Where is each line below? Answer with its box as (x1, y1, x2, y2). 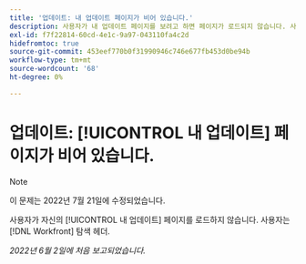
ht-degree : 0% (9, 73, 64, 82)
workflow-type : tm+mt (9, 56, 92, 65)
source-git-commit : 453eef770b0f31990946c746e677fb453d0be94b (9, 47, 250, 56)
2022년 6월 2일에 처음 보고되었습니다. (9, 245, 146, 256)
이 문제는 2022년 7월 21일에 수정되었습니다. (9, 195, 166, 206)
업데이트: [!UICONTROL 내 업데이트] (9, 122, 271, 143)
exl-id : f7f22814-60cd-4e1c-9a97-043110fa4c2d (9, 30, 189, 39)
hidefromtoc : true (9, 38, 79, 48)
